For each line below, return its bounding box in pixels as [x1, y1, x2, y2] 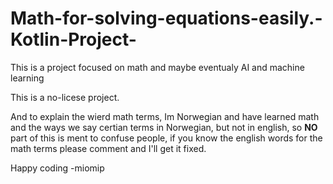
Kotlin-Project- [10, 28, 137, 51]
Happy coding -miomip [10, 162, 105, 174]
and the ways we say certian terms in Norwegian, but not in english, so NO [10, 121, 318, 133]
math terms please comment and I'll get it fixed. [10, 142, 207, 154]
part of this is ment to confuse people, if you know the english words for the [10, 132, 323, 144]
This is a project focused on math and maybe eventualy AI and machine [10, 61, 305, 73]
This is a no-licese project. [10, 91, 120, 103]
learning [10, 72, 45, 84]
